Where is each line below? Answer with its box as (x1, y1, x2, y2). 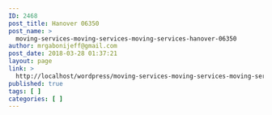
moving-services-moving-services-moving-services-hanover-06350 (15, 34, 237, 43)
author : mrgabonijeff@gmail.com (8, 42, 117, 50)
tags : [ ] (8, 87, 42, 96)
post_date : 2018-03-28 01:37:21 (8, 49, 117, 57)
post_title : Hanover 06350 (8, 19, 100, 28)
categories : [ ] (8, 95, 63, 103)
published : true (8, 79, 63, 87)
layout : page (8, 57, 53, 66)
